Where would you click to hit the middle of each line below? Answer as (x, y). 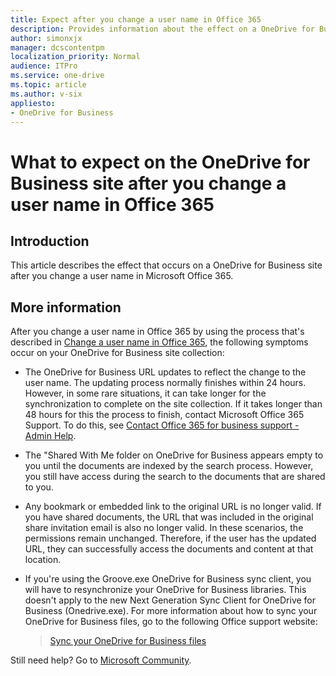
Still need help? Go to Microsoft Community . (101, 660)
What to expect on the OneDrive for (160, 162)
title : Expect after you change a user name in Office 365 (136, 19)
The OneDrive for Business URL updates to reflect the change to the (165, 372)
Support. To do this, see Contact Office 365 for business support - (162, 425)
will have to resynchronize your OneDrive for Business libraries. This (165, 590)
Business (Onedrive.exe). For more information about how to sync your (171, 611)
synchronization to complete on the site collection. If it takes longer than (173, 404)
